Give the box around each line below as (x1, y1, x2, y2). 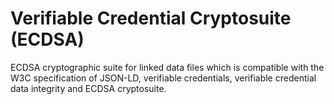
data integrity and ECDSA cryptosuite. (10, 82, 167, 94)
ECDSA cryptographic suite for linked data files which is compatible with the (10, 61, 325, 73)
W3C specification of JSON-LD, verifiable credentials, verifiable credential (10, 72, 317, 84)
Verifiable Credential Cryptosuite (10, 7, 292, 30)
